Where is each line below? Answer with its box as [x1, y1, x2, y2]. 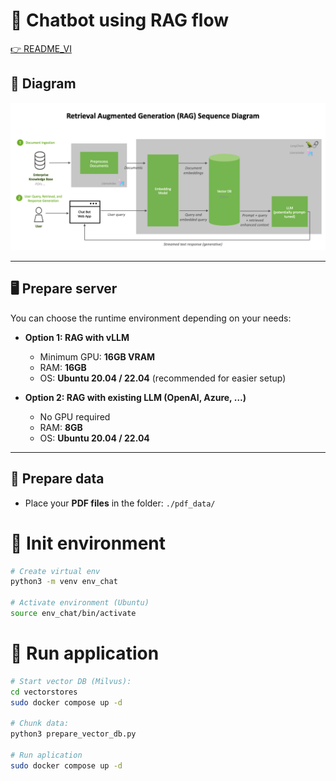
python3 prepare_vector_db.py [10, 729, 137, 739]
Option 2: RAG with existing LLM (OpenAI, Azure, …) [24, 391, 247, 403]
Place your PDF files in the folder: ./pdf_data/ [24, 497, 216, 509]
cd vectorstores [10, 687, 78, 697]
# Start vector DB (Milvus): [10, 676, 132, 686]
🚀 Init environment [10, 532, 167, 554]
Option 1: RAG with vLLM [24, 331, 130, 343]
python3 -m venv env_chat [10, 577, 118, 587]
